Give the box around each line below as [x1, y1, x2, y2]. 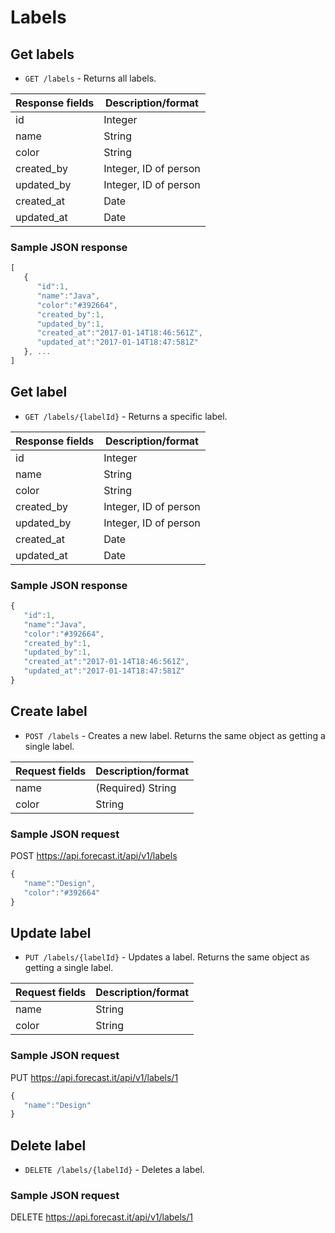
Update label [10, 924, 92, 941]
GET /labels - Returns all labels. [24, 72, 157, 84]
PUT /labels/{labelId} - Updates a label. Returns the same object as [24, 951, 310, 963]
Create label [10, 703, 88, 720]
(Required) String [95, 781, 177, 795]
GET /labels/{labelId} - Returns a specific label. [24, 410, 228, 422]
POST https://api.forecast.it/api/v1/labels [10, 850, 178, 862]
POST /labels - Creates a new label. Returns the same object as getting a [24, 729, 326, 741]
